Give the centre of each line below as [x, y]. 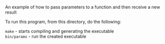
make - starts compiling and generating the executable [60, 31]
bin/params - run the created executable [46, 36]
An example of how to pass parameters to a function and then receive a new [82, 7]
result [11, 12]
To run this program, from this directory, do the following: [63, 22]
